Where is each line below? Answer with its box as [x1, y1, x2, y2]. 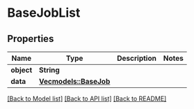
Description [117, 54, 156, 63]
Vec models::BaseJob [39, 77, 111, 86]
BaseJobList [7, 5, 81, 21]
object [10, 65, 33, 75]
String [39, 65, 60, 75]
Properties [7, 33, 54, 45]
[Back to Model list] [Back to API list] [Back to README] [7, 94, 167, 103]
